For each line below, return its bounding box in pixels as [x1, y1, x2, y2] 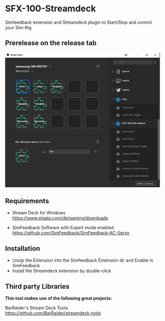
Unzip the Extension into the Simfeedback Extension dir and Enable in [12, 257, 154, 263]
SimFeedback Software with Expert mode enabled [12, 225, 114, 231]
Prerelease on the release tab [5, 39, 97, 47]
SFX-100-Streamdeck [5, 3, 96, 14]
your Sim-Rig [5, 24, 32, 30]
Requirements [5, 197, 49, 205]
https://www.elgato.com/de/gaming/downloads [12, 215, 109, 221]
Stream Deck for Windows [12, 210, 66, 216]
